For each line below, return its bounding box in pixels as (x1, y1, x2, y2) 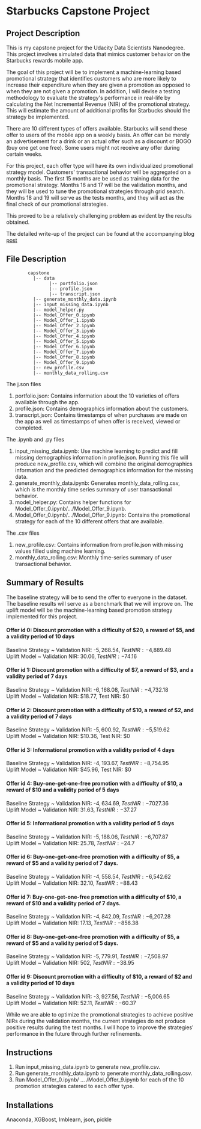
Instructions (6, 1048, 53, 1058)
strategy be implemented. (6, 113, 70, 120)
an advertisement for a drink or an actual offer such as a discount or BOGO (6, 138, 192, 145)
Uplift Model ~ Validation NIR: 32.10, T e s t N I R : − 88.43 (6, 879, 138, 887)
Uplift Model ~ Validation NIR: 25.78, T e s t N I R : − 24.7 (6, 839, 135, 846)
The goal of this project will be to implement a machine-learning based (6, 69, 181, 76)
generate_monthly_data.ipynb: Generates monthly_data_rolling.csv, (14, 479, 180, 487)
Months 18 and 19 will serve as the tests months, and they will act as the (6, 194, 184, 201)
